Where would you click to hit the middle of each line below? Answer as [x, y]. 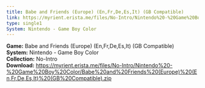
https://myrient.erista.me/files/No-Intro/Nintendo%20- [104, 66]
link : [13, 18]
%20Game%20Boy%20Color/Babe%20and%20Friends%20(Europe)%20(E [102, 72]
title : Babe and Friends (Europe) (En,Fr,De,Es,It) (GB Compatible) [95, 12]
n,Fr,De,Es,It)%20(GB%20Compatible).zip [59, 78]
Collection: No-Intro [32, 59]
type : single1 [24, 23]
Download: [20, 66]
